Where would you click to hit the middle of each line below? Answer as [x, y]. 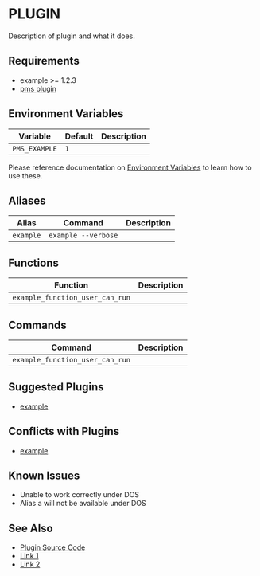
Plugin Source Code [52, 547]
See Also [31, 528]
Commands [38, 325]
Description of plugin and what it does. [72, 36]
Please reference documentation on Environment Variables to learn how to [130, 167]
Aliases [27, 200]
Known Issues [44, 476]
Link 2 [30, 564]
